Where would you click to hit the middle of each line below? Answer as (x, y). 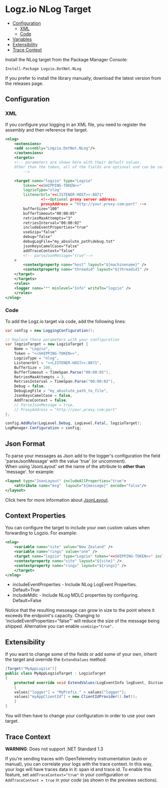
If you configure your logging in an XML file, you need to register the (76, 125)
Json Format (25, 444)
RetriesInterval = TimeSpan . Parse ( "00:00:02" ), (64, 382)
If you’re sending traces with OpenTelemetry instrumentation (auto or (76, 758)
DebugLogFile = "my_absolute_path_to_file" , (61, 391)
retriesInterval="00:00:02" (52, 223)
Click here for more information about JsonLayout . (57, 500)
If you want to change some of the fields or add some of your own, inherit (81, 654)
